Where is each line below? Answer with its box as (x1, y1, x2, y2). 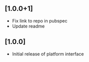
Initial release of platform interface (12, 50, 84, 57)
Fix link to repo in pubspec (12, 17, 68, 23)
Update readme (12, 23, 45, 29)
